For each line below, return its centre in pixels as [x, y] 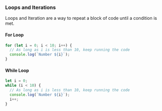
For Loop [14, 35]
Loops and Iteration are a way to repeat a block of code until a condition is [81, 18]
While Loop [17, 70]
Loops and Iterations [31, 7]
